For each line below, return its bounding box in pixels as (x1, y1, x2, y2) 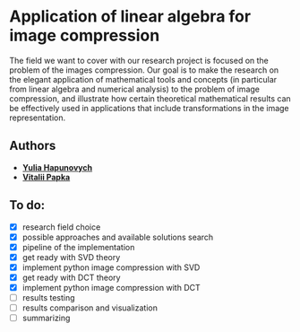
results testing (21, 293, 75, 302)
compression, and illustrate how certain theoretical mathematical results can (9, 92, 291, 104)
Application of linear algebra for (9, 6, 252, 27)
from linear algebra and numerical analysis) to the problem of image (9, 83, 260, 94)
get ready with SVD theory (21, 251, 121, 262)
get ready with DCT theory (21, 272, 121, 283)
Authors (9, 138, 56, 153)
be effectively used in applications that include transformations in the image (9, 102, 289, 113)
